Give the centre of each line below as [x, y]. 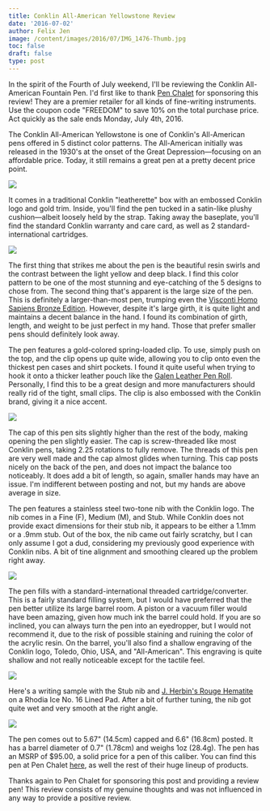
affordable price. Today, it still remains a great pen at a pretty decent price [132, 160]
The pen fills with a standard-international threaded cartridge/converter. [129, 591]
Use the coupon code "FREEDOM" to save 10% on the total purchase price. [134, 109]
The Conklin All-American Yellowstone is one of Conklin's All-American [127, 134]
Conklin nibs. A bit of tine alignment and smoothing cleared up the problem [133, 551]
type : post [27, 62]
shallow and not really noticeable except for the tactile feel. [107, 660]
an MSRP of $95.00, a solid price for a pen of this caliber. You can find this [133, 756]
